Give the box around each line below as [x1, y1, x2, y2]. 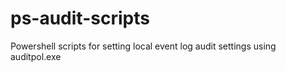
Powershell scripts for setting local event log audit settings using [10, 40, 277, 52]
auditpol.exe [10, 50, 62, 62]
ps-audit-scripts [10, 7, 150, 30]
